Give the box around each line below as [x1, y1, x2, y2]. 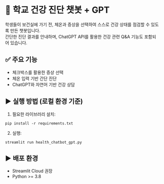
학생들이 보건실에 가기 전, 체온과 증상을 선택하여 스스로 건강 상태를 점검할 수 [5, 21, 150, 27]
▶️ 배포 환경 [5, 154, 38, 163]
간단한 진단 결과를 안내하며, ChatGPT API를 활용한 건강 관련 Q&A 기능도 [5, 34, 143, 40]
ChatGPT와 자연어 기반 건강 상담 [12, 82, 75, 87]
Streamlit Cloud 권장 [12, 168, 53, 174]
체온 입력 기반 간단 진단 [12, 75, 57, 81]
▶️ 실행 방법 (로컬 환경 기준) [5, 97, 83, 105]
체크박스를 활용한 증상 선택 [12, 69, 64, 75]
